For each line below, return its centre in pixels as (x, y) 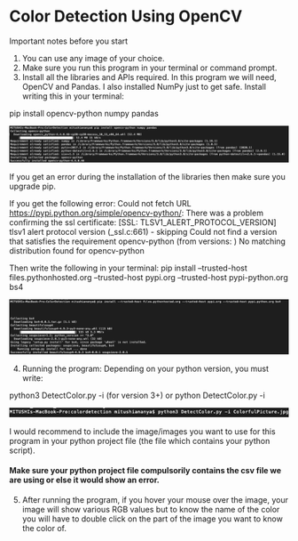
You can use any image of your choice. (93, 58)
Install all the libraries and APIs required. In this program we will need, (149, 77)
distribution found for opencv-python (77, 250)
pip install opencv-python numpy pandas (84, 113)
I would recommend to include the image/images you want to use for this (143, 431)
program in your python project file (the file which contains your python (140, 440)
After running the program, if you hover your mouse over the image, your (155, 500)
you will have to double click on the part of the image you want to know (153, 519)
